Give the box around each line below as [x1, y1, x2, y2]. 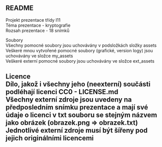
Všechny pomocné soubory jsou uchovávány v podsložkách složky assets [5, 42, 157, 48]
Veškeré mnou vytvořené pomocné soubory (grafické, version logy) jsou [5, 47, 153, 53]
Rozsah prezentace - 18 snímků [5, 27, 70, 34]
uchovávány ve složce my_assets [5, 53, 73, 59]
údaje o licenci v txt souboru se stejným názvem [5, 111, 158, 119]
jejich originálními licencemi [5, 134, 94, 143]
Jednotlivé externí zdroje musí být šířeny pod [5, 126, 148, 135]
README [5, 4, 34, 12]
